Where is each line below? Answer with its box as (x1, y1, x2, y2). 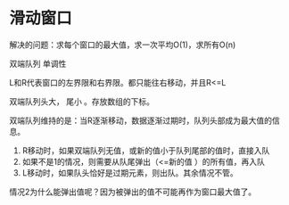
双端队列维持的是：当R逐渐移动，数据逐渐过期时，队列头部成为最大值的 (9, 115, 273, 126)
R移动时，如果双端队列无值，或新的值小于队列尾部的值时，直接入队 (21, 144, 270, 156)
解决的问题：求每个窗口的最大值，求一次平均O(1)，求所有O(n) (9, 39, 236, 50)
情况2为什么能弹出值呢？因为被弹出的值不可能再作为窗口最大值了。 (9, 186, 257, 197)
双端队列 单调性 (9, 58, 67, 69)
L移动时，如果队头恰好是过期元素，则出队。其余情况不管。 (21, 167, 238, 178)
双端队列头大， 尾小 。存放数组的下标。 (9, 95, 154, 107)
